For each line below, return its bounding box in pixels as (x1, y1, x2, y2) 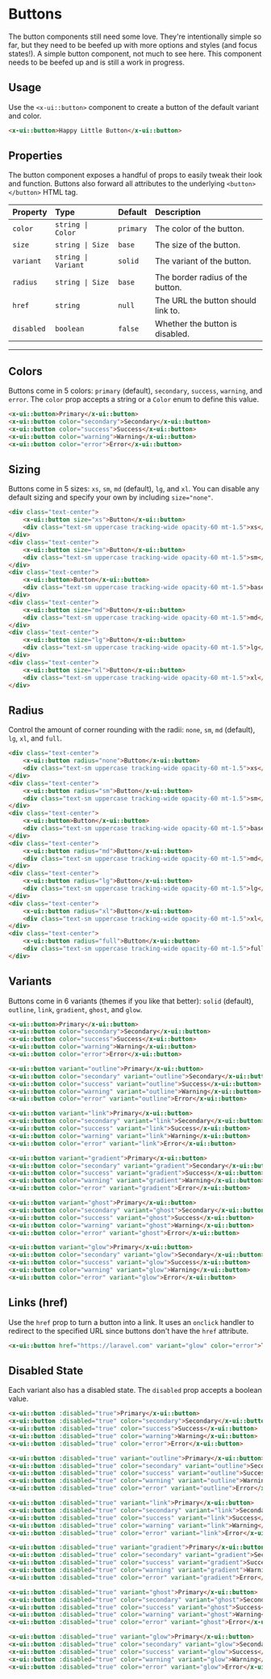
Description (154, 207, 202, 218)
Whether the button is (154, 319, 238, 330)
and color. (8, 111, 42, 120)
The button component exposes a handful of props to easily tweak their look (8, 171, 263, 180)
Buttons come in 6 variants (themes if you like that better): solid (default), (8, 996, 254, 1006)
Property (12, 207, 48, 218)
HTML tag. (43, 188, 78, 197)
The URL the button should (154, 295, 256, 306)
